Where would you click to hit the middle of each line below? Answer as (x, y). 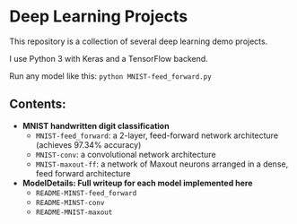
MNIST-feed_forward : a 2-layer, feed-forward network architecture (157, 135)
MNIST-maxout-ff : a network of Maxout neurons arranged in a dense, (162, 164)
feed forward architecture (83, 173)
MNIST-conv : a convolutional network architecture (126, 154)
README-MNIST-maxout (74, 212)
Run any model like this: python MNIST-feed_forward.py (111, 76)
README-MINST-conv (70, 202)
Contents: (38, 104)
